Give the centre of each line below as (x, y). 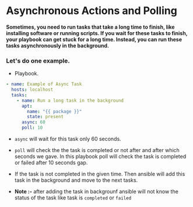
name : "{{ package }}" (55, 111)
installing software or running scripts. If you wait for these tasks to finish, (97, 33)
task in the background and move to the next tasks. (76, 180)
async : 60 (33, 122)
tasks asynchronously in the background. (58, 46)
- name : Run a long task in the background (70, 101)
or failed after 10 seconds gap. (51, 163)
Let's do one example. (38, 61)
